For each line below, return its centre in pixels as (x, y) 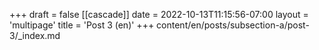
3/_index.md (35, 35)
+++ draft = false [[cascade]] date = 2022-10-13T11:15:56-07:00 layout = (159, 14)
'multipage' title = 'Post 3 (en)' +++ (82, 25)
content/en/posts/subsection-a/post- (233, 25)
